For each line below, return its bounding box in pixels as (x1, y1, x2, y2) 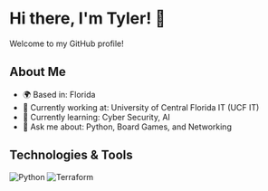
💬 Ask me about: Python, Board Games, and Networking (22, 121, 233, 132)
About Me (9, 64, 66, 80)
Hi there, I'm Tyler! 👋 (9, 8, 166, 29)
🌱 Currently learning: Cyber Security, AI (22, 111, 170, 122)
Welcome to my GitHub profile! (9, 38, 124, 49)
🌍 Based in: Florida (22, 89, 96, 100)
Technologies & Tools (9, 148, 133, 163)
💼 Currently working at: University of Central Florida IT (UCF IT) (22, 101, 260, 112)
